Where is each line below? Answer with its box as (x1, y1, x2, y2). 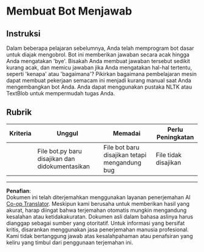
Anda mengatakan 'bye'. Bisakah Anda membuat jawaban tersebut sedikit (6, 58, 190, 64)
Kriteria (9, 129, 32, 137)
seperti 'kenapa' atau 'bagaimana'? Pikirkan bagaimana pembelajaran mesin (6, 70, 197, 77)
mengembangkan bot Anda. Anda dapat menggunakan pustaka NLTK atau (6, 83, 192, 90)
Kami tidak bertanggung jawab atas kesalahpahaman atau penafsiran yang (6, 232, 193, 239)
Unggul (56, 129, 79, 137)
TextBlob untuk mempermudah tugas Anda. (6, 90, 115, 97)
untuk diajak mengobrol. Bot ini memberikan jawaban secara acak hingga (6, 51, 190, 58)
